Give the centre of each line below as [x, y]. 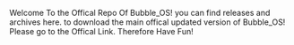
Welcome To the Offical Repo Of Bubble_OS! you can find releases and [140, 13]
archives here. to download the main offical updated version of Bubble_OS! [147, 22]
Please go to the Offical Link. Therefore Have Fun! [102, 31]
